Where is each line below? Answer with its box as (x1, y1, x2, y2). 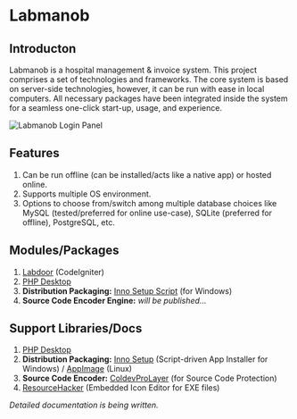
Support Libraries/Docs (9, 321, 143, 336)
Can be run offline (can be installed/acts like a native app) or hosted (21, 169, 272, 180)
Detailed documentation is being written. (9, 399, 159, 411)
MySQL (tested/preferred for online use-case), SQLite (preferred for (21, 207, 273, 218)
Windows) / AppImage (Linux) (21, 364, 132, 374)
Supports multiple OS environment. (21, 189, 152, 199)
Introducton (9, 41, 77, 56)
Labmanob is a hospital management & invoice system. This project (9, 64, 257, 75)
